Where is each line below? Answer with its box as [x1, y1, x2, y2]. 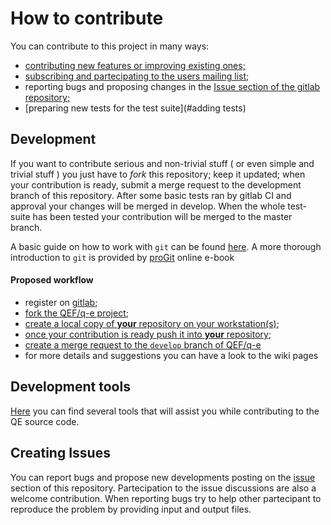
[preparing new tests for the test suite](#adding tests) [24, 102, 247, 114]
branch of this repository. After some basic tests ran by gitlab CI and [10, 189, 292, 201]
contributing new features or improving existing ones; [24, 59, 246, 71]
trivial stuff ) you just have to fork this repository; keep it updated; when [10, 168, 306, 180]
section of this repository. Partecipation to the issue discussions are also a [10, 482, 317, 494]
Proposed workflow [10, 274, 94, 286]
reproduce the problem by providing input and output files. [10, 503, 252, 515]
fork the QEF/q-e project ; [24, 307, 129, 319]
